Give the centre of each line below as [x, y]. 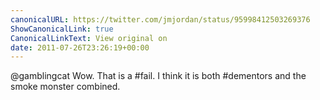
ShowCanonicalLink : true [62, 29]
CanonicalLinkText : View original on [89, 38]
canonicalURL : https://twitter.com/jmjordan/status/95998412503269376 [160, 19]
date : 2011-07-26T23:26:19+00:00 [80, 47]
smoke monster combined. [65, 87]
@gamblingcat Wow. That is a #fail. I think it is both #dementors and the [158, 76]
